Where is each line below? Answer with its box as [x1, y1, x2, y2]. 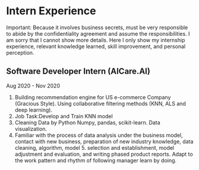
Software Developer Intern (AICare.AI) [6, 67, 150, 77]
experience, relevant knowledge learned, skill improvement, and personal [6, 43, 186, 50]
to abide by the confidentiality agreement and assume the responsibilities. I [6, 30, 190, 37]
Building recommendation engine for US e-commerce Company [14, 93, 171, 100]
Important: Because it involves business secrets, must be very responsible [6, 24, 188, 31]
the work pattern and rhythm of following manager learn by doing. [14, 156, 177, 164]
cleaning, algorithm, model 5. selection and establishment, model [14, 144, 175, 151]
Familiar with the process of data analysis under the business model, [14, 131, 183, 138]
